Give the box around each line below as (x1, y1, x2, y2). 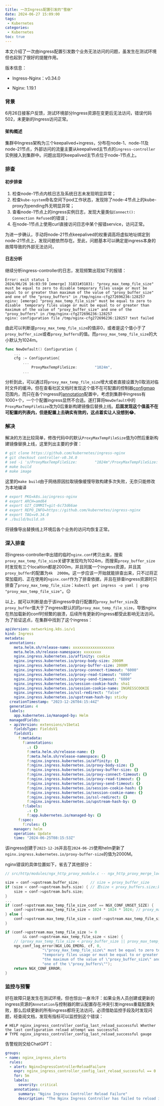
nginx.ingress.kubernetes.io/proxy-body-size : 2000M (14, 659, 123, 664)
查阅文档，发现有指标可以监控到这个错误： (18, 1013, 103, 1019)
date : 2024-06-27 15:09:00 (5, 12, 60, 17)
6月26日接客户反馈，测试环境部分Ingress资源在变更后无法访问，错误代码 (5, 110, 152, 116)
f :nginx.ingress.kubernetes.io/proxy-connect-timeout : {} (26, 772, 147, 777)
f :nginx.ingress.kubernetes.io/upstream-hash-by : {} (26, 799, 137, 804)
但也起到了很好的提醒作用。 (5, 54, 61, 60)
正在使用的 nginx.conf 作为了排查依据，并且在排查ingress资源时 (26, 576, 153, 582)
